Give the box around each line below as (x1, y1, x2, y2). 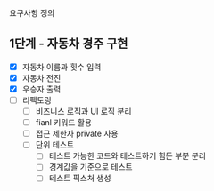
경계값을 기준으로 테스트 (48, 162, 133, 172)
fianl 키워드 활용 (35, 117, 92, 128)
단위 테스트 (35, 139, 74, 150)
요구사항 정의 (9, 8, 55, 18)
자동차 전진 (21, 72, 62, 83)
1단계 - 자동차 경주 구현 (9, 36, 128, 52)
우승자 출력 (21, 84, 62, 94)
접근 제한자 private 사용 (35, 128, 119, 139)
